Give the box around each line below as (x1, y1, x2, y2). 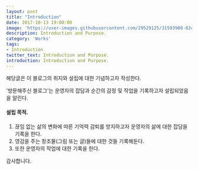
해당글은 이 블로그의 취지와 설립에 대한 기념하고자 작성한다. (6, 74, 141, 81)
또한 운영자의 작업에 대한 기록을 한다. (14, 145, 100, 152)
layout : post (6, 8, 38, 15)
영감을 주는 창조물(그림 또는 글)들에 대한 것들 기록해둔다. (14, 137, 144, 144)
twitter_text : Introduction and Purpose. (6, 52, 110, 58)
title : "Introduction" (6, 14, 62, 20)
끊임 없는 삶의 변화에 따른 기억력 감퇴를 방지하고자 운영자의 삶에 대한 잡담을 (14, 123, 188, 130)
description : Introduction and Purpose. (6, 30, 107, 36)
